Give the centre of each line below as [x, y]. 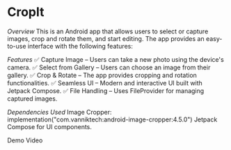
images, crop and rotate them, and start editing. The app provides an [106, 38]
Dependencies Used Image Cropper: [59, 112]
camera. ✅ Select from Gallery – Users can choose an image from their [109, 67]
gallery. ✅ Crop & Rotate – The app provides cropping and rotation [102, 75]
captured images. [32, 99]
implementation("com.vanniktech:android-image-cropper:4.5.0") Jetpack [112, 119]
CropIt [26, 12]
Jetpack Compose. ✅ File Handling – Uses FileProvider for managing [106, 90]
